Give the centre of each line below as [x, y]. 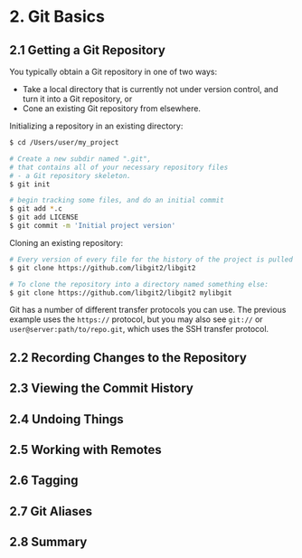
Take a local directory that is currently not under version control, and [150, 89]
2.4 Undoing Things [66, 419]
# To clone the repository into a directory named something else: [139, 284]
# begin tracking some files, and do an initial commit [117, 201]
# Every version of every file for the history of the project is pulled [151, 260]
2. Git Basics [57, 17]
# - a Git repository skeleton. [70, 175]
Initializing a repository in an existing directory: [96, 126]
